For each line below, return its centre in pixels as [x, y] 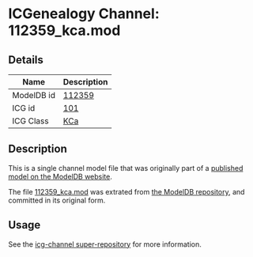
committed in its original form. [57, 200]
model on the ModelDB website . [60, 176]
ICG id [24, 108]
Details [26, 60]
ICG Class [30, 121]
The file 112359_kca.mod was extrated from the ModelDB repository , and [126, 191]
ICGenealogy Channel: [84, 14]
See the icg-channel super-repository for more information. [105, 244]
